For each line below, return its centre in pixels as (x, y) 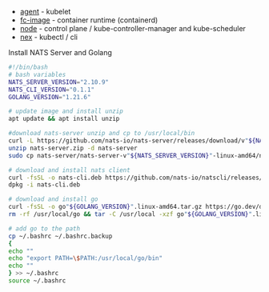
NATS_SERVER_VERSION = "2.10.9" (59, 82)
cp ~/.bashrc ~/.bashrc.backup (60, 236)
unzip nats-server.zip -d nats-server (73, 148)
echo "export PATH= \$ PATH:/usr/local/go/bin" (85, 258)
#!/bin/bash (28, 67)
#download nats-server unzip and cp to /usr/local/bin (102, 134)
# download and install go (53, 199)
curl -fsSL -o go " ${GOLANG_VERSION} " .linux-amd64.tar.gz (105, 207)
